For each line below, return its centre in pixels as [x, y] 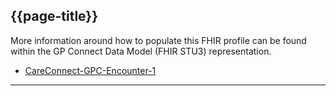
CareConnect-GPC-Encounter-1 [90, 70]
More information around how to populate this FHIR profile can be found [158, 40]
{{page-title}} [54, 16]
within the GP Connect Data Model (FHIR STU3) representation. [141, 51]
